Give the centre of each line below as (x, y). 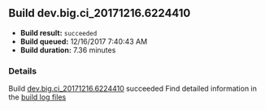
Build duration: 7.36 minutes (68, 50)
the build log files (37, 97)
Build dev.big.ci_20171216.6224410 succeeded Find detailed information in (133, 89)
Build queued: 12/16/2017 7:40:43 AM (84, 41)
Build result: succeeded (59, 32)
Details (23, 70)
